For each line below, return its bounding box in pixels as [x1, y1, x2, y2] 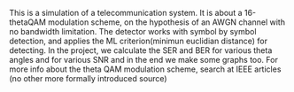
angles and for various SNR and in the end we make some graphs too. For [9, 55, 279, 65]
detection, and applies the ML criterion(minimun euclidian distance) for [9, 35, 268, 46]
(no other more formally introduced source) [9, 73, 167, 83]
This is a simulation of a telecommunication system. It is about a [9, 8, 243, 18]
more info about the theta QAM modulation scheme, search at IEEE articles [9, 64, 282, 74]
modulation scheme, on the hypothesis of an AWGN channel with [48, 17, 286, 27]
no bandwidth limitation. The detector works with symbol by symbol [9, 27, 257, 36]
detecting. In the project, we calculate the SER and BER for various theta [9, 45, 273, 56]
